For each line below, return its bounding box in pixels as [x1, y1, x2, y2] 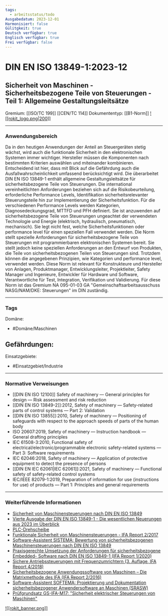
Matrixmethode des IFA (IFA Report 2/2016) [12, 574, 101, 580]
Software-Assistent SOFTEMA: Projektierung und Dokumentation [12, 579, 146, 585]
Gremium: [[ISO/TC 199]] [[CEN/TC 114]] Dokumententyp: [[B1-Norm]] [5, 110, 149, 116]
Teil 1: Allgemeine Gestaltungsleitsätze [5, 97, 129, 105]
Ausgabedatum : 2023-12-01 [5, 16, 59, 21]
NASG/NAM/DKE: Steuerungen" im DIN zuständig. [5, 287, 109, 293]
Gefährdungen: [5, 340, 54, 348]
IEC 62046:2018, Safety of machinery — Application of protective [12, 455, 147, 461]
